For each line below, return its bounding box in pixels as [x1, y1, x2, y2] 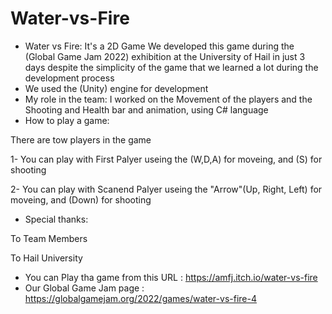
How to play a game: [24, 114, 110, 126]
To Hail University [10, 252, 83, 264]
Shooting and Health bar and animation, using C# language [24, 103, 269, 116]
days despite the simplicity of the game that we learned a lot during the [24, 61, 319, 73]
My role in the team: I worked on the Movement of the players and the [24, 93, 313, 105]
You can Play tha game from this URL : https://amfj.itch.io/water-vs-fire [24, 271, 318, 283]
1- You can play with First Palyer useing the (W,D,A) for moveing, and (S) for [10, 153, 323, 165]
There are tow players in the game [10, 133, 152, 146]
